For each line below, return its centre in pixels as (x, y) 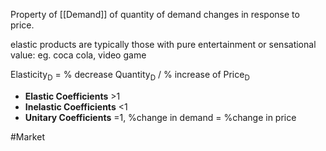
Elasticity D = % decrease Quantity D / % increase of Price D (130, 76)
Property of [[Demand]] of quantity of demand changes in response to (155, 14)
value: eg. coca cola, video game (78, 55)
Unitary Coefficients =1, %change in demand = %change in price (160, 117)
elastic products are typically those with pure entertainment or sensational (163, 44)
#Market (27, 136)
